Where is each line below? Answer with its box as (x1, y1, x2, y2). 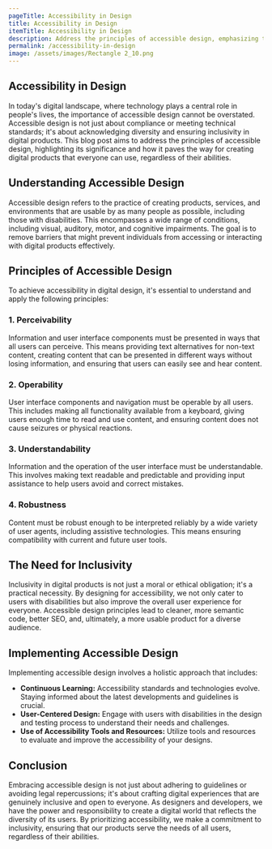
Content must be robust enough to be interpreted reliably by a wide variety (8, 518, 258, 527)
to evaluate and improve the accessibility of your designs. (19, 735, 213, 745)
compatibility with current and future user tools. (8, 535, 168, 544)
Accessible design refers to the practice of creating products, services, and (8, 198, 261, 207)
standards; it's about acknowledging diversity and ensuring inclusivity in (8, 126, 249, 136)
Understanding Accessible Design (8, 176, 185, 190)
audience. (8, 623, 42, 633)
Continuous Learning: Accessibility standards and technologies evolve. (19, 684, 261, 693)
